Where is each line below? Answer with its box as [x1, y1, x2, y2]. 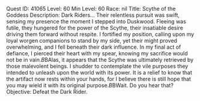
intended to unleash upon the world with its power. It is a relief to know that [6, 69, 192, 76]
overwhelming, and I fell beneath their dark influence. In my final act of [6, 43, 181, 50]
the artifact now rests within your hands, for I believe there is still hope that [6, 75, 191, 82]
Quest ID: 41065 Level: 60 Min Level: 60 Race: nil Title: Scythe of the [6, 5, 176, 12]
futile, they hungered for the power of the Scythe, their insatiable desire [6, 24, 183, 31]
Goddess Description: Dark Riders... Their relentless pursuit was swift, [6, 11, 180, 19]
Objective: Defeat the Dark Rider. [6, 88, 88, 95]
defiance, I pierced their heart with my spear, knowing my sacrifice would [6, 50, 188, 57]
